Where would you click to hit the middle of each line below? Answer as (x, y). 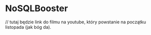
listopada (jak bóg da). (28, 27)
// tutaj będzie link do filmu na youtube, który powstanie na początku (75, 22)
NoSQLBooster (37, 9)
